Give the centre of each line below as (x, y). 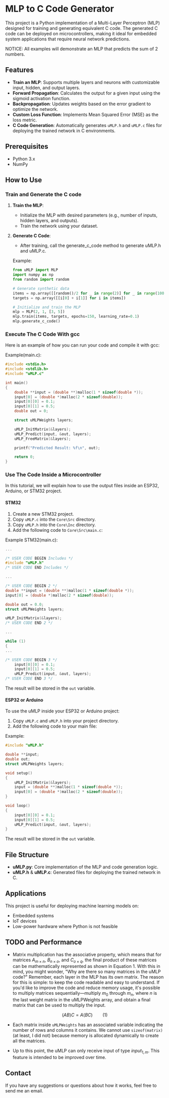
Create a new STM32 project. (43, 514)
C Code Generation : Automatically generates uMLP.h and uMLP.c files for (87, 125)
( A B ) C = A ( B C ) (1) (85, 1015)
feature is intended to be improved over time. (59, 1058)
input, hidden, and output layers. (46, 88)
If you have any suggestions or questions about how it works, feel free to (81, 1085)
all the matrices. (29, 1041)
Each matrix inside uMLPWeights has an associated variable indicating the (88, 1025)
